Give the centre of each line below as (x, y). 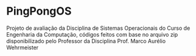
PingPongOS (39, 11)
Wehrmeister (23, 47)
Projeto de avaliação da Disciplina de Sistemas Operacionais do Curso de (98, 28)
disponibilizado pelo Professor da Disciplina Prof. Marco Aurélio (86, 41)
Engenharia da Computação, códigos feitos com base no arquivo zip (92, 34)
